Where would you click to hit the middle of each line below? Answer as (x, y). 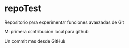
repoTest (23, 9)
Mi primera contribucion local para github (47, 31)
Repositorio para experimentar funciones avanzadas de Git (64, 22)
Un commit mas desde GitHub (35, 41)
